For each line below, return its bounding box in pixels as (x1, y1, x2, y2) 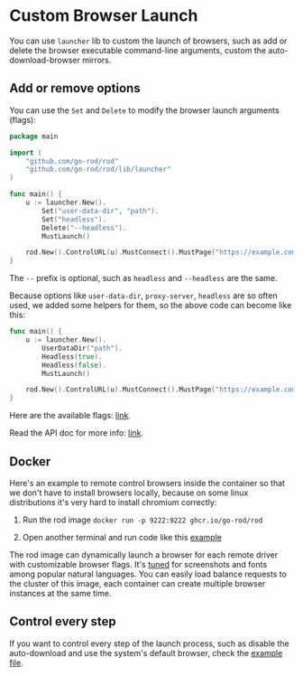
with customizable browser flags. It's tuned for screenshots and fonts (9, 559, 268, 569)
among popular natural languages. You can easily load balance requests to (9, 568, 287, 579)
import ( (9, 148, 42, 157)
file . (9, 657, 24, 668)
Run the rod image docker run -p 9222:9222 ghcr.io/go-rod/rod (22, 514, 263, 525)
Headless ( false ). (41, 361, 106, 370)
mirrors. (82, 54, 112, 65)
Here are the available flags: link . (9, 410, 131, 421)
